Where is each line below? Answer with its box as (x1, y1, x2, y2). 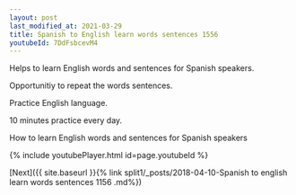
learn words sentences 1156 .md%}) (9, 177, 142, 188)
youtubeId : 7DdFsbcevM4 (9, 38, 99, 48)
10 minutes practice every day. (9, 115, 123, 126)
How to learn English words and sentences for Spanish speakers (9, 132, 248, 144)
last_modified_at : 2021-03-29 (9, 22, 123, 31)
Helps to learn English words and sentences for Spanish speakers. (9, 63, 255, 74)
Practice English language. (9, 98, 108, 109)
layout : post (9, 13, 58, 22)
